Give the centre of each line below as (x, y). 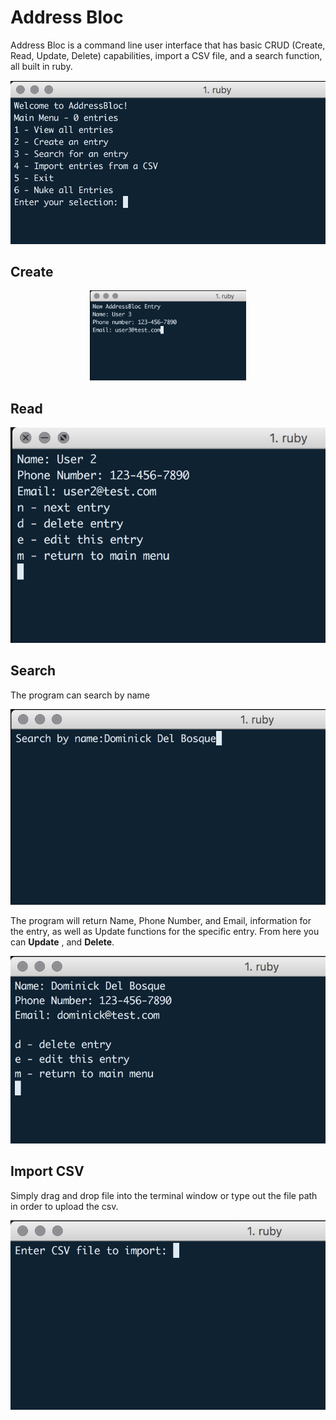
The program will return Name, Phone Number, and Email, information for (161, 920)
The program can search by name (80, 695)
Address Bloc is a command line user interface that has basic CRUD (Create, (168, 45)
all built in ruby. (41, 66)
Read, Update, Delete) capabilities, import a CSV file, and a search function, (166, 55)
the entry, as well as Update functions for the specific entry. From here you (165, 931)
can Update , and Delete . (62, 942)
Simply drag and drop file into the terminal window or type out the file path (164, 1195)
